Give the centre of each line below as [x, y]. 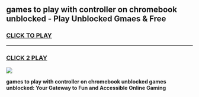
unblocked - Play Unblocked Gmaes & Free [86, 19]
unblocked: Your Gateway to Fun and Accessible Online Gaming [86, 88]
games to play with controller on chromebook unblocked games [86, 81]
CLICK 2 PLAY [27, 58]
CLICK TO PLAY [29, 36]
